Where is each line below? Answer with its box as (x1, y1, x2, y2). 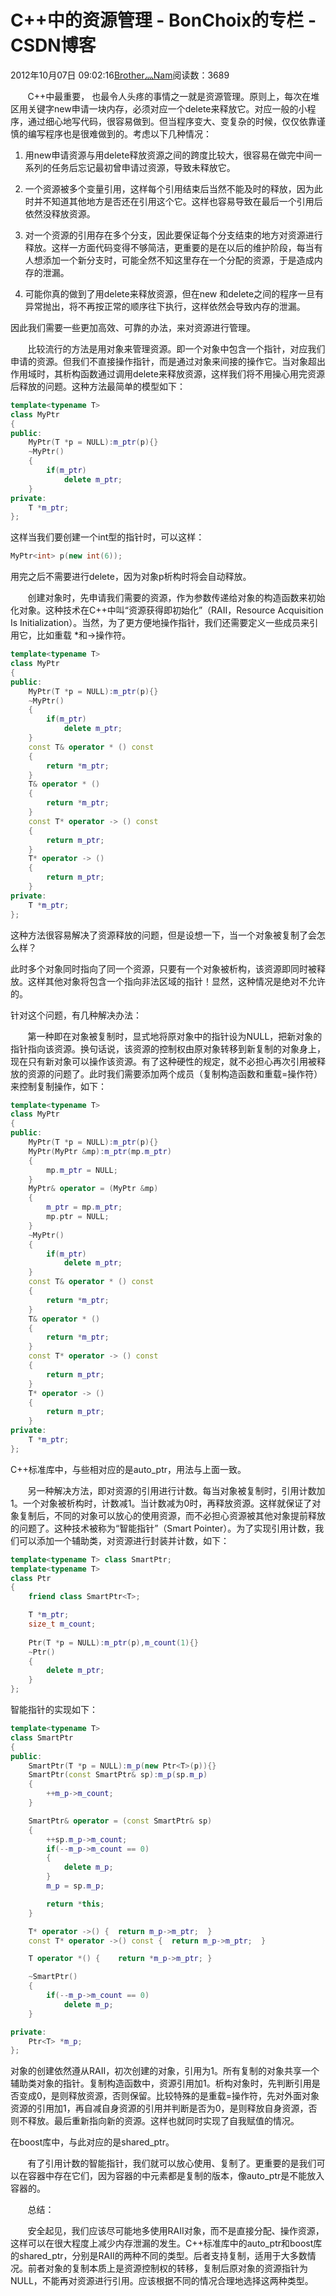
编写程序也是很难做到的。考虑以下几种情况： (27, 127, 212, 140)
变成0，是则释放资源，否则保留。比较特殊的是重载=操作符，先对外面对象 (18, 2090, 320, 2102)
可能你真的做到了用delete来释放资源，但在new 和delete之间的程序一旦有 (24, 287, 325, 300)
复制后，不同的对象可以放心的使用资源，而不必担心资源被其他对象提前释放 (18, 1509, 326, 1521)
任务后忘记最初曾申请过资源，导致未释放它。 (51, 161, 236, 173)
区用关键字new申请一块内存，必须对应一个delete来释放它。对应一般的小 (10, 102, 308, 115)
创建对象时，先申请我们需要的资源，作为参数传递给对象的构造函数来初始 (27, 592, 326, 604)
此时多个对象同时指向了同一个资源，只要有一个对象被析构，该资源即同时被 (10, 962, 317, 975)
